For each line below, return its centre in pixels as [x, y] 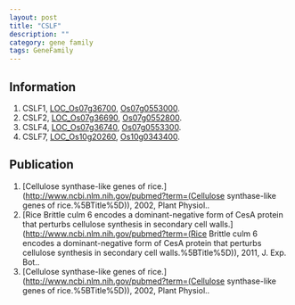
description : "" [39, 34]
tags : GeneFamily [41, 51]
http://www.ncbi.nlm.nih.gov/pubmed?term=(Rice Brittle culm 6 [142, 234]
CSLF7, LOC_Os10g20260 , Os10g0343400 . [101, 136]
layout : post [33, 17]
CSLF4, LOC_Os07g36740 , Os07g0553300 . [102, 127]
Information [43, 87]
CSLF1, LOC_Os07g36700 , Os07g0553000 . [101, 108]
